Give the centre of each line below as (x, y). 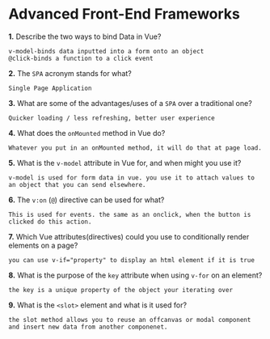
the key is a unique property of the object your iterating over (120, 290)
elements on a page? (43, 245)
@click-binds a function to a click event (81, 58)
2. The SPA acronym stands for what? (70, 73)
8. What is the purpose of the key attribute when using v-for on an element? (135, 275)
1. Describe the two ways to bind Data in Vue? (85, 36)
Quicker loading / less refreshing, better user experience (112, 118)
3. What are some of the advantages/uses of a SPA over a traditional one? (130, 103)
